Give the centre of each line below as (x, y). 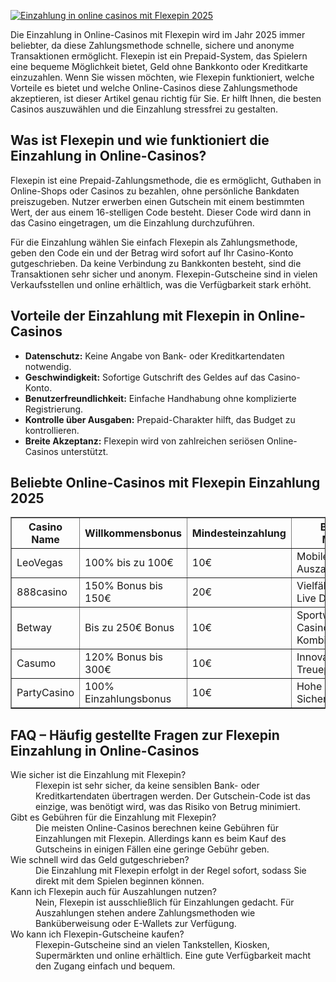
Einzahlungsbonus (128, 699)
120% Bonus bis (124, 657)
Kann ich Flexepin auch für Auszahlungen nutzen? (113, 892)
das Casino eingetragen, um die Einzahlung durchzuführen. (132, 222)
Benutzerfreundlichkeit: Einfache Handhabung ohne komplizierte (160, 398)
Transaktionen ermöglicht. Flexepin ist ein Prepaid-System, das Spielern (159, 56)
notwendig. (48, 366)
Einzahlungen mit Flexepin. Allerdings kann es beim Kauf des (161, 839)
